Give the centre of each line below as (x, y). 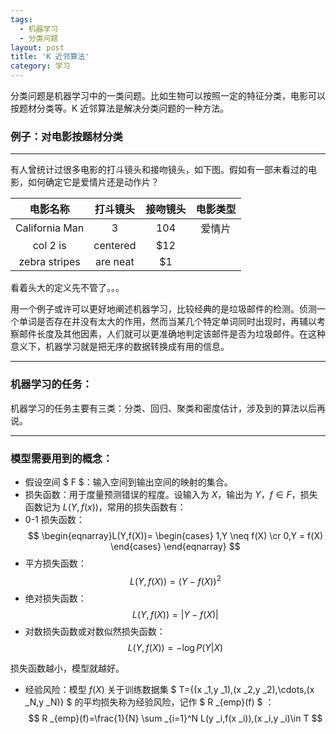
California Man (50, 228)
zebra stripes (49, 262)
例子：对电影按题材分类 (66, 136)
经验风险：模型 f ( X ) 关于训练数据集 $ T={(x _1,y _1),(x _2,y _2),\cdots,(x (169, 689)
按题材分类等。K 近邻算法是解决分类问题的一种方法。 (120, 108)
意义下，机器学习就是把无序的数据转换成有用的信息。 (120, 347)
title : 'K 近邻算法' (50, 57)
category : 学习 (40, 66)
